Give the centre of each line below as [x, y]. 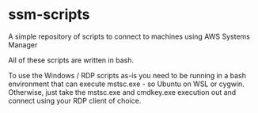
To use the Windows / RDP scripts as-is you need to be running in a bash [127, 75]
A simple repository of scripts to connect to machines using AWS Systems [129, 36]
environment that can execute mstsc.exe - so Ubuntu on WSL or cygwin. [127, 84]
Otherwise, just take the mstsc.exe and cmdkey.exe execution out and [122, 92]
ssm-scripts [49, 15]
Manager [23, 44]
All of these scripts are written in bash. [71, 60]
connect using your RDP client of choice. [75, 100]
